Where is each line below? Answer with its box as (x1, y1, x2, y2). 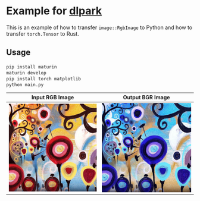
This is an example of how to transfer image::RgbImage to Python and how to (6, 24, 192, 31)
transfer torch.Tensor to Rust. (6, 30, 79, 37)
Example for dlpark (6, 4, 102, 18)
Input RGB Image (32, 94, 74, 101)
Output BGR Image (123, 94, 170, 101)
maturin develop (6, 70, 46, 76)
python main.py (6, 81, 44, 87)
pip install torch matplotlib (6, 76, 82, 81)
